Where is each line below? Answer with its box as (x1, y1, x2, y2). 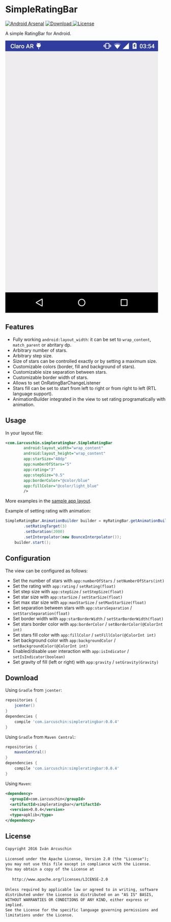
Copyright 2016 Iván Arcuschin (5, 846, 72, 851)
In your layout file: (5, 430, 43, 436)
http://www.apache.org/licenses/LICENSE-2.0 (12, 877, 108, 882)
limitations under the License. (5, 912, 74, 917)
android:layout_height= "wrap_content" (23, 451, 106, 456)
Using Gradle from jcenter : (5, 687, 62, 693)
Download (5, 673, 38, 682)
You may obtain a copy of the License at (5, 866, 95, 871)
